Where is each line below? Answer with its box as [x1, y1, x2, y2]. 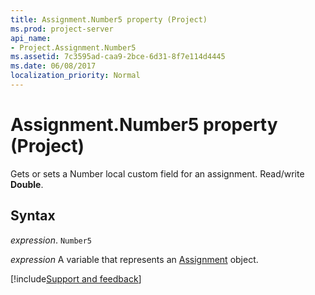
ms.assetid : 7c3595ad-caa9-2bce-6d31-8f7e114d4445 [10, 52, 226, 62]
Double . [10, 178, 44, 190]
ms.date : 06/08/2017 [10, 61, 97, 71]
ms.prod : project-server [10, 24, 114, 34]
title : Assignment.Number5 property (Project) [10, 14, 208, 25]
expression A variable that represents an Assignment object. [10, 253, 259, 265]
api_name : [10, 33, 52, 43]
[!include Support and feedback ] [10, 272, 142, 285]
